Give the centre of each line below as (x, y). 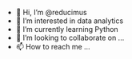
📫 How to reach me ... (53, 47)
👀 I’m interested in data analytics (70, 21)
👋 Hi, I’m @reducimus (51, 12)
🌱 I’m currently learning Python (67, 29)
